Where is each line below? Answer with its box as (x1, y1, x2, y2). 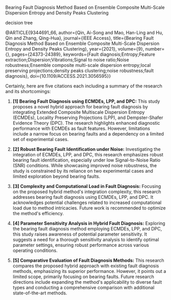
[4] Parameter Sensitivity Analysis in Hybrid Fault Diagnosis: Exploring (12, 220, 165, 226)
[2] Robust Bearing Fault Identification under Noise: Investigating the (12, 146, 161, 152)
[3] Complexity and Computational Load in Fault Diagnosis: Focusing (12, 183, 161, 189)
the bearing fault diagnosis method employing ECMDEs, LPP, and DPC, (12, 226, 162, 232)
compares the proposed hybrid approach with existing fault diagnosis (12, 263, 159, 269)
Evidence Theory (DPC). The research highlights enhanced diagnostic (12, 120, 160, 126)
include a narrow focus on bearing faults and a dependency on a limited (12, 131, 164, 137)
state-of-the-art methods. (12, 290, 67, 296)
